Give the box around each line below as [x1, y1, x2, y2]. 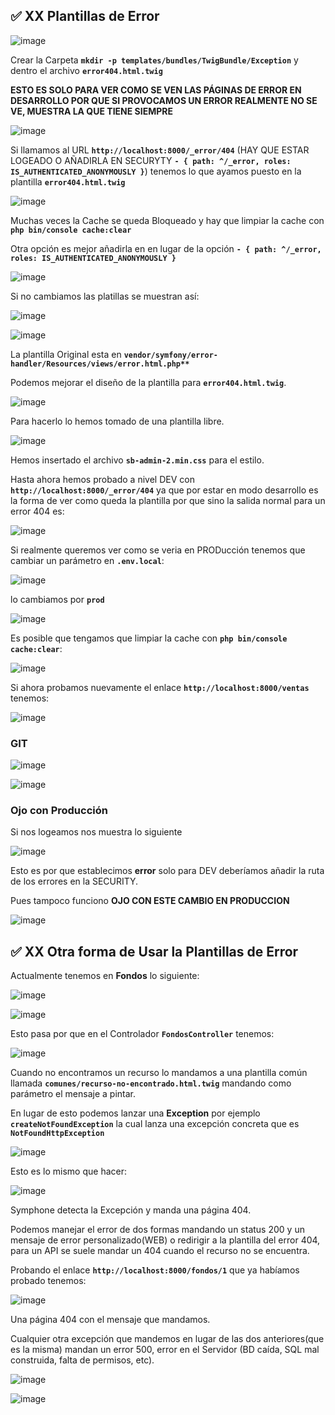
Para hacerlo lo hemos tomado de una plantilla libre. [10, 415, 225, 427]
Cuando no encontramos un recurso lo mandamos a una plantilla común [10, 1067, 308, 1079]
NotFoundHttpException [10, 1129, 105, 1139]
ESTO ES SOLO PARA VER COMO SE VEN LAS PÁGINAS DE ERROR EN [10, 84, 302, 96]
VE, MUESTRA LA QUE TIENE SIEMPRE [10, 105, 173, 117]
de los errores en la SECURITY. [10, 875, 139, 888]
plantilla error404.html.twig [10, 175, 126, 188]
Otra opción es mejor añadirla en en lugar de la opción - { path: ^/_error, [10, 242, 322, 254]
